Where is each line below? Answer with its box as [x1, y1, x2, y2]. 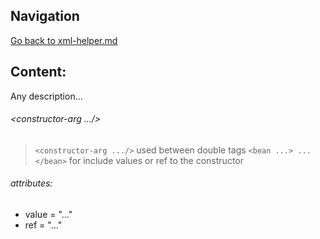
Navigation [10, 8, 80, 25]
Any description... [10, 90, 83, 102]
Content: [10, 64, 67, 81]
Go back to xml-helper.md [10, 34, 118, 46]
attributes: [10, 177, 53, 189]
